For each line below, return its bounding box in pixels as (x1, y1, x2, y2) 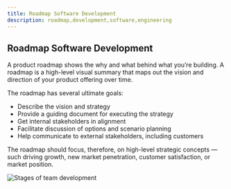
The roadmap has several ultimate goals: (7, 89, 123, 97)
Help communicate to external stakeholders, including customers (17, 132, 204, 140)
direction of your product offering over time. (7, 76, 133, 84)
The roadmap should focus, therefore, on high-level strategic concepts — (7, 145, 218, 154)
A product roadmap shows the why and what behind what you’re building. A (7, 60, 224, 69)
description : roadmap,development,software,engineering (7, 17, 172, 24)
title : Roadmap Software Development (7, 10, 117, 17)
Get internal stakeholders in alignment (17, 117, 126, 126)
